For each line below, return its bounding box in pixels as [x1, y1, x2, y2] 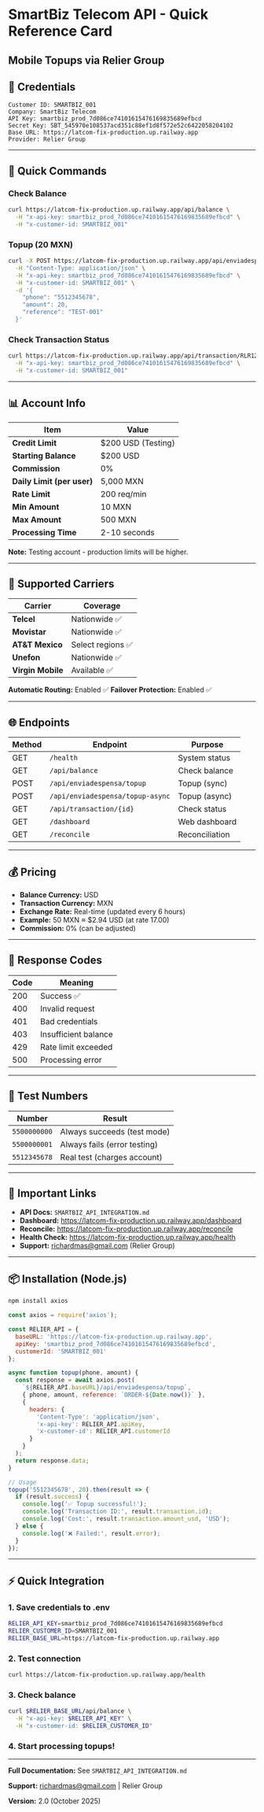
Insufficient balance [40, 1029, 114, 1040]
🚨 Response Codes [8, 954, 102, 967]
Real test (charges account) [60, 1152, 163, 1163]
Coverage [83, 601, 121, 612]
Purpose [191, 739, 224, 750]
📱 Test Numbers [8, 1089, 89, 1103]
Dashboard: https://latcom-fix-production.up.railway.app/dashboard [19, 1216, 242, 1226]
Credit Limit [12, 437, 57, 448]
